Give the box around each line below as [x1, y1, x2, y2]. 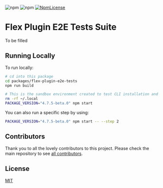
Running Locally [5, 51, 55, 60]
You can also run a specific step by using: [5, 110, 89, 115]
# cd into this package [5, 74, 54, 79]
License [5, 165, 30, 173]
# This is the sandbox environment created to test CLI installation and [5, 92, 159, 97]
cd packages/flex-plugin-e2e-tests [5, 78, 78, 84]
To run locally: [5, 65, 34, 70]
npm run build [5, 83, 34, 88]
